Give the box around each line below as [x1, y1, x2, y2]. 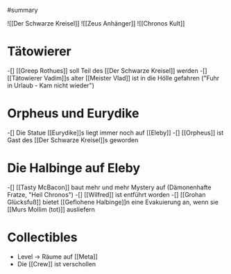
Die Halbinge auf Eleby [7, 160, 141, 176]
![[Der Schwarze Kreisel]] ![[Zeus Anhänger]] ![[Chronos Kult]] [7, 19, 185, 27]
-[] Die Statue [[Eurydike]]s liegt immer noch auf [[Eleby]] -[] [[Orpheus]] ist [7, 128, 224, 137]
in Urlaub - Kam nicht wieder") [7, 81, 95, 89]
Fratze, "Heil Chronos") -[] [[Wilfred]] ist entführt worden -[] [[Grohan [7, 190, 206, 198]
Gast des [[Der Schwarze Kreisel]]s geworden [7, 135, 139, 144]
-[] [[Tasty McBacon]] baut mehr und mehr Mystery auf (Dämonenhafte [7, 183, 212, 191]
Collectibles [7, 230, 78, 245]
